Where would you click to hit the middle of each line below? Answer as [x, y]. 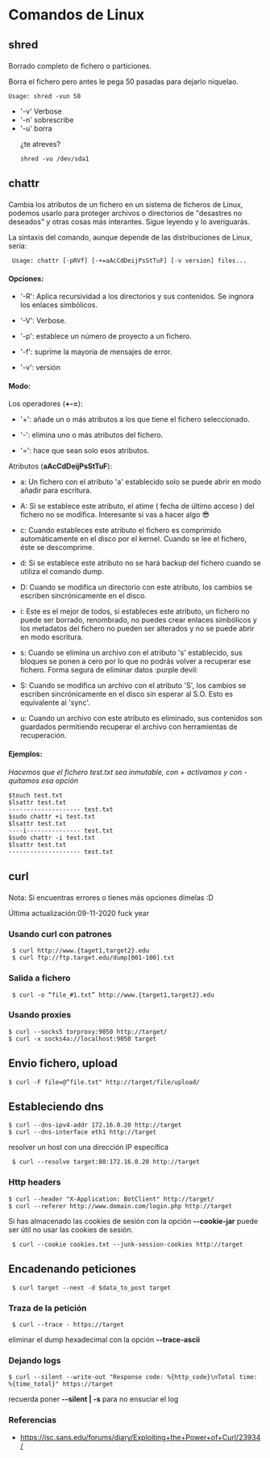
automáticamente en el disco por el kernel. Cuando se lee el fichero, [133, 539]
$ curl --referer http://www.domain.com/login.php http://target [120, 1206]
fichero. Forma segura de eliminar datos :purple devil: [109, 670]
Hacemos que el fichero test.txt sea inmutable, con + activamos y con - [128, 772]
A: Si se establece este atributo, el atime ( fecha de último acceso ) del [137, 506]
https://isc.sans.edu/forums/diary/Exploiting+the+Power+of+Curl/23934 [140, 1438]
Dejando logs [35, 1360]
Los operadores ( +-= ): [46, 404]
